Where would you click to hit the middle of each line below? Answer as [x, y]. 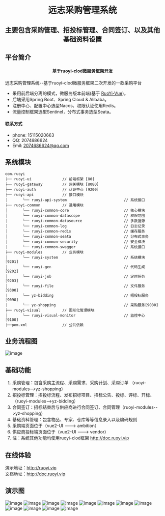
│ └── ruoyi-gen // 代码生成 [75, 267]
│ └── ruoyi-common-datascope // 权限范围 [75, 215]
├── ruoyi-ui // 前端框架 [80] [50, 179]
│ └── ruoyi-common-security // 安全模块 [75, 242]
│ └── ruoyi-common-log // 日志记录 [75, 226]
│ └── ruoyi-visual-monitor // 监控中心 [75, 315]
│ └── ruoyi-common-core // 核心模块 [75, 210]
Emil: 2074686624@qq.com [41, 145]
